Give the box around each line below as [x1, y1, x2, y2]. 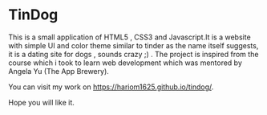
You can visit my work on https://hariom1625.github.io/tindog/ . [8, 82, 214, 92]
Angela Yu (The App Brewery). [8, 66, 110, 76]
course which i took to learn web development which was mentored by [8, 58, 243, 68]
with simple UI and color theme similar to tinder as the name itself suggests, [8, 40, 259, 50]
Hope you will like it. [8, 97, 75, 107]
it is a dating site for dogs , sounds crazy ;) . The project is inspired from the [8, 49, 259, 59]
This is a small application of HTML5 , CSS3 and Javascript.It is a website [8, 32, 251, 42]
